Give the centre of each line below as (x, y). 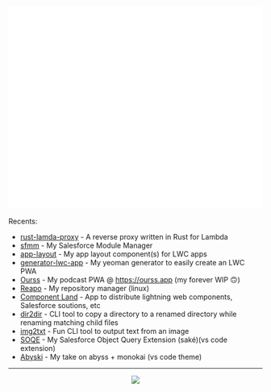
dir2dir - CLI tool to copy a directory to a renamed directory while (128, 314)
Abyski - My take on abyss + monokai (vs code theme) (111, 357)
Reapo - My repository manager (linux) (85, 288)
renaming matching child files (69, 323)
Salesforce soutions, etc (60, 305)
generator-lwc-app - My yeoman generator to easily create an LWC (132, 263)
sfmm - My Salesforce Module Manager (86, 245)
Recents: (23, 221)
